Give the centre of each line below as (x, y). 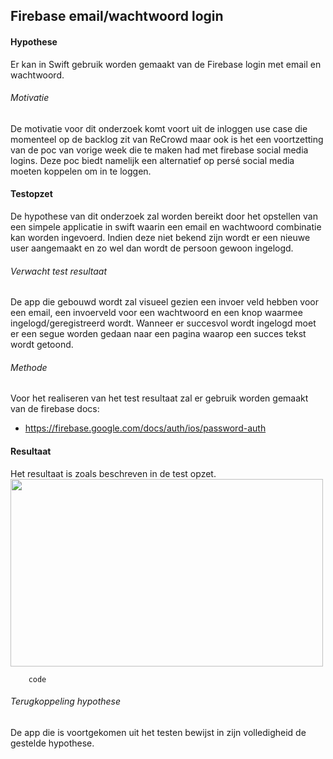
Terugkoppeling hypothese (66, 701)
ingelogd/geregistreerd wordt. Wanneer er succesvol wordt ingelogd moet (163, 323)
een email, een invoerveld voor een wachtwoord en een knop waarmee (156, 313)
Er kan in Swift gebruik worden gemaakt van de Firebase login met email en (166, 64)
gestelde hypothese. (52, 743)
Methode (29, 367)
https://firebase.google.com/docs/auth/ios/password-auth (145, 428)
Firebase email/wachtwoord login (117, 16)
